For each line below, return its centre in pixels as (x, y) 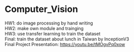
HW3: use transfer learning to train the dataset (52, 33)
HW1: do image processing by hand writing (49, 23)
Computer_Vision (41, 9)
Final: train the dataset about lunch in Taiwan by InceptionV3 (67, 39)
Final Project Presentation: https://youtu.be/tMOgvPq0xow (65, 44)
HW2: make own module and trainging (44, 28)
